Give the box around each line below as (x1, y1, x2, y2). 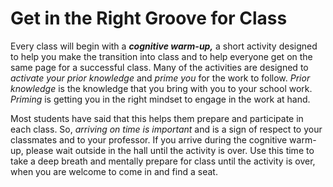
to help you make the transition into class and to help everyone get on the (10, 50, 313, 62)
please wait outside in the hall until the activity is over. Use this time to (25, 144, 315, 156)
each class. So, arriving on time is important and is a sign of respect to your (10, 123, 323, 135)
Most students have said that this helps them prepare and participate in (10, 112, 304, 124)
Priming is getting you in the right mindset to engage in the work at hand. (10, 93, 311, 105)
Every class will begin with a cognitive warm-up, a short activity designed (10, 40, 318, 52)
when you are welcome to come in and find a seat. (10, 165, 218, 177)
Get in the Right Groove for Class (10, 7, 288, 30)
